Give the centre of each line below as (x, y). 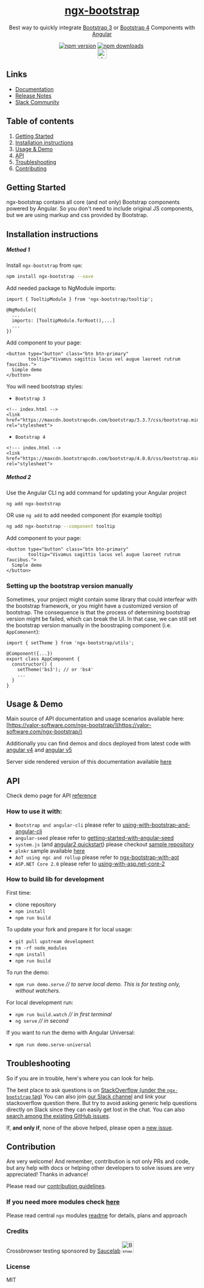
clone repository (36, 904)
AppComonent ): (23, 632)
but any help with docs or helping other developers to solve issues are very (100, 1168)
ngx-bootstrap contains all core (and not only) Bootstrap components (93, 202)
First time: (19, 892)
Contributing (31, 168)
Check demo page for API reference (52, 795)
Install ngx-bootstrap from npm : (45, 265)
